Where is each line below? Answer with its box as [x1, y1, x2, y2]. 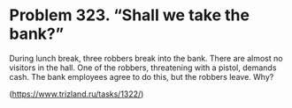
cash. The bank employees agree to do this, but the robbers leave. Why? [9, 71, 274, 82]
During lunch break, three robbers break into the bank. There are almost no [9, 53, 283, 63]
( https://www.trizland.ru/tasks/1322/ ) [9, 89, 144, 99]
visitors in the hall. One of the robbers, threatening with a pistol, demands [9, 62, 277, 73]
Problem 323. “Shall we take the [9, 5, 250, 25]
